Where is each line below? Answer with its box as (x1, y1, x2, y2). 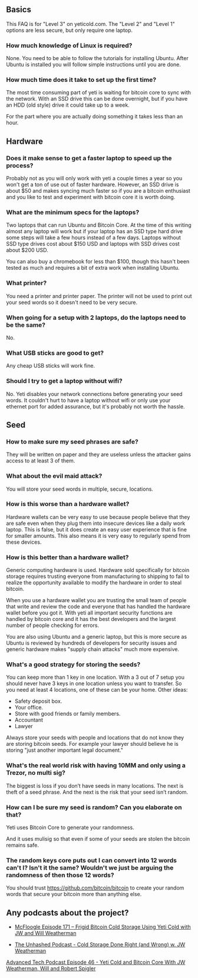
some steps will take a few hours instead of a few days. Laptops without (6, 234, 181, 241)
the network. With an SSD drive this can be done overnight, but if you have (6, 95, 188, 103)
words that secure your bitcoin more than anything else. (6, 891, 142, 898)
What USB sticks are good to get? (6, 349, 104, 357)
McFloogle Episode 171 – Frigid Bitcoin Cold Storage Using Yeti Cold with (14, 923, 191, 930)
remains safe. (6, 842, 39, 849)
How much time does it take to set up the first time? (6, 76, 157, 84)
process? (6, 161, 34, 170)
